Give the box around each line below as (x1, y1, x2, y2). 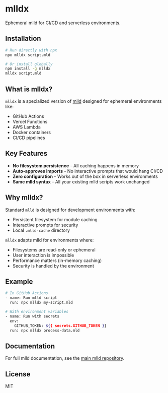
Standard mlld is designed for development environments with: (5, 207, 136, 213)
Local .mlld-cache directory (12, 227, 70, 233)
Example (5, 277, 33, 286)
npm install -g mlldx (5, 66, 51, 71)
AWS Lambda (12, 124, 41, 130)
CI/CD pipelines (12, 135, 45, 141)
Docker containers (12, 129, 51, 135)
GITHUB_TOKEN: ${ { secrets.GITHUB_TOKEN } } (14, 323, 107, 328)
